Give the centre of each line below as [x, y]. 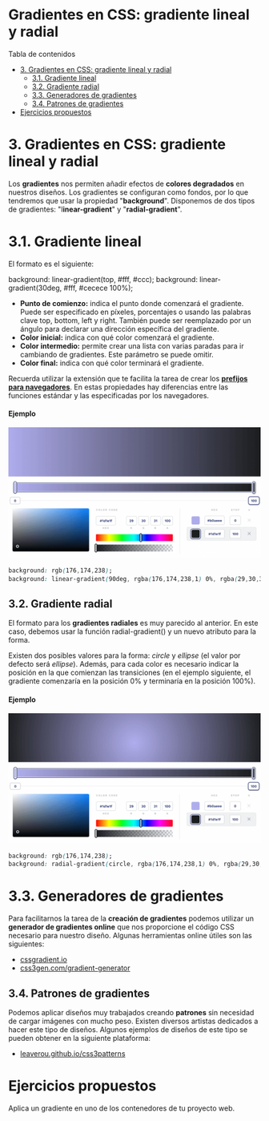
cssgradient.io [44, 960]
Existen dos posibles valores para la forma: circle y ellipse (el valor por [124, 655]
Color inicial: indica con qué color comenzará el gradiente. [117, 337]
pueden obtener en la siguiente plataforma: [79, 1038]
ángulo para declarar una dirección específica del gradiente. [119, 329]
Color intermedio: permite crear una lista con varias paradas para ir [132, 345]
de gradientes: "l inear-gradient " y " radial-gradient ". [95, 209]
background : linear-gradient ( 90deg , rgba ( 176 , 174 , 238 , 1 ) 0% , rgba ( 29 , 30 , [134, 579]
